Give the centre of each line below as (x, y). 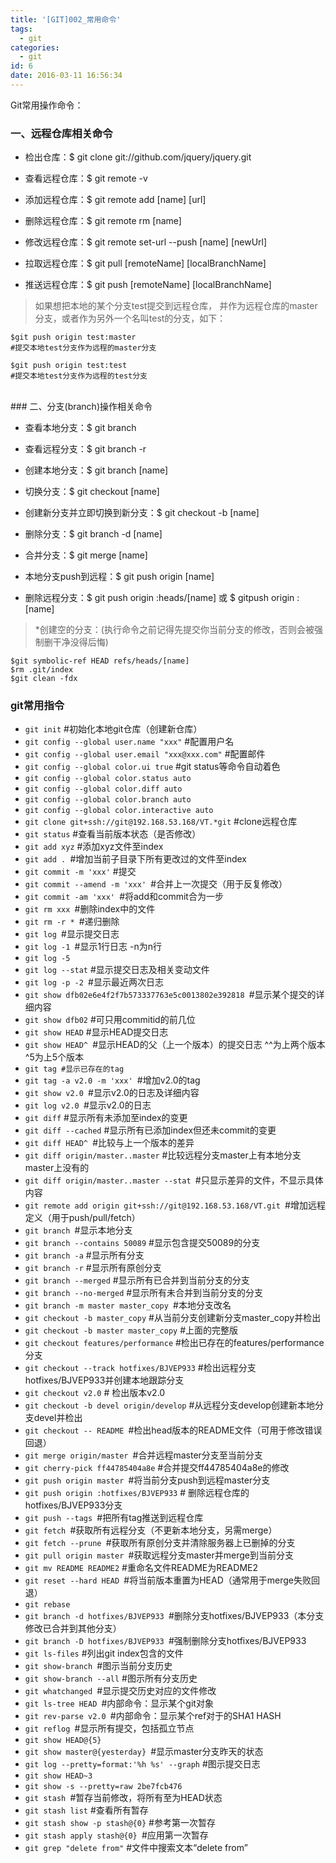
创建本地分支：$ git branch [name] (96, 470)
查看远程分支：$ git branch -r (85, 449)
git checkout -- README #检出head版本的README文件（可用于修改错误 (173, 1430)
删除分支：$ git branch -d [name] (93, 534)
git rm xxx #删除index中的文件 (90, 909)
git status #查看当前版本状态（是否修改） (113, 834)
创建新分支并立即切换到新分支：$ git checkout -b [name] (142, 513)
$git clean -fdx (44, 679)
